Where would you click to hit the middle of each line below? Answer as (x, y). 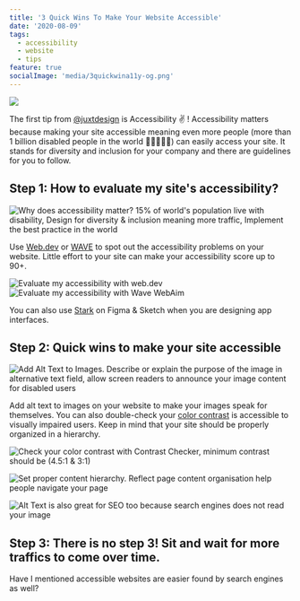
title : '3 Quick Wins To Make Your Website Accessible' (116, 17)
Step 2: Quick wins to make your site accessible (146, 348)
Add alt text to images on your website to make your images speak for (138, 405)
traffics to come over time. (85, 557)
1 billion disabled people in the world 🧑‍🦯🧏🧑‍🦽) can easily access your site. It (147, 141)
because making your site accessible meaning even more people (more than (150, 132)
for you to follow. (40, 160)
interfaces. (29, 319)
